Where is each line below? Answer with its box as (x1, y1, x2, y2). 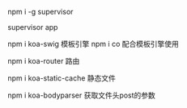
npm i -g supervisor (7, 7, 74, 16)
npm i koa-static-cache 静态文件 (7, 73, 117, 83)
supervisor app (7, 23, 58, 31)
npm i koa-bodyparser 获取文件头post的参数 (7, 90, 155, 100)
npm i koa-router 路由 (7, 56, 80, 65)
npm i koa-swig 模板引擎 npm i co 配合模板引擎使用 (7, 39, 179, 48)
